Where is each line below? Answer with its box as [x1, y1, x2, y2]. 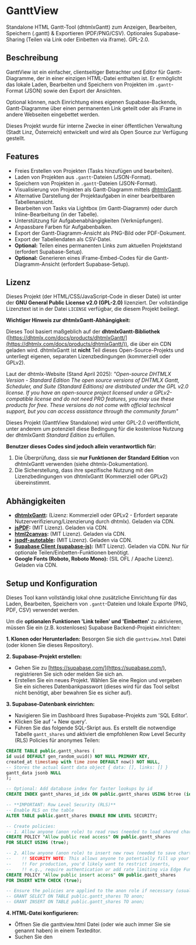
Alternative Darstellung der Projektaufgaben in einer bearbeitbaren [14, 192, 175, 199]
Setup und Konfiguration [6, 578, 98, 588]
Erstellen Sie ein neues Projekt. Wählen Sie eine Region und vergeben [14, 677, 182, 683]
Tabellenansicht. [14, 198, 54, 206]
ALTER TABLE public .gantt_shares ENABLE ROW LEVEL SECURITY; [6, 813, 158, 819]
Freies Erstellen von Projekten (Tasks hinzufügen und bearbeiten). [14, 167, 174, 174]
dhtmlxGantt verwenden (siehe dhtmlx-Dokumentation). [14, 461, 149, 468]
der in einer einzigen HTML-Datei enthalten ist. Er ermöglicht [36, 74, 183, 81]
